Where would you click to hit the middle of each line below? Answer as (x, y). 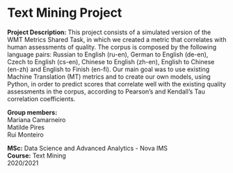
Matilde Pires (26, 127)
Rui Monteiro (25, 135)
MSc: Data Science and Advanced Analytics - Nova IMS (88, 148)
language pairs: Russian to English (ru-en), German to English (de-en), (108, 54)
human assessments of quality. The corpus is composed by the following (112, 47)
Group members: (32, 112)
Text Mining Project (65, 13)
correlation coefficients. (41, 98)
